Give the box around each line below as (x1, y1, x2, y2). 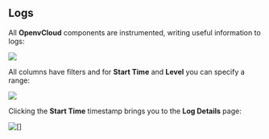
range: (8, 76, 31, 85)
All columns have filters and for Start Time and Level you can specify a (8, 67, 246, 76)
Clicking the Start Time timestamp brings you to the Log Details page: (8, 106, 242, 116)
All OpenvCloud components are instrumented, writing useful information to (8, 27, 262, 37)
